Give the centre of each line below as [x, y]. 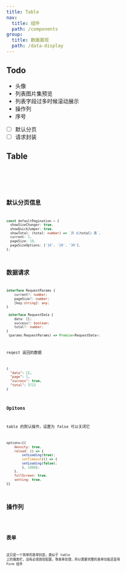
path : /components [35, 29]
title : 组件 [26, 23]
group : [15, 35]
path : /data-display [38, 46]
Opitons [16, 408]
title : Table [23, 12]
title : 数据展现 [31, 40]
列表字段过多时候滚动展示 [47, 101]
